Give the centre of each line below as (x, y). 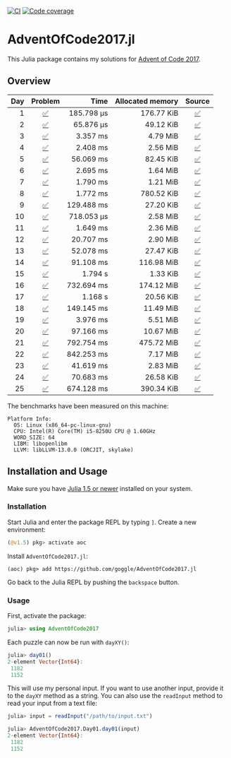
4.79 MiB (163, 136)
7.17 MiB (163, 354)
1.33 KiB (164, 273)
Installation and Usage (57, 472)
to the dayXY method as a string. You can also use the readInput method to (115, 696)
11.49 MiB (161, 308)
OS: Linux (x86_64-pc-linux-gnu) (63, 425)
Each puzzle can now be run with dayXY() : (68, 642)
